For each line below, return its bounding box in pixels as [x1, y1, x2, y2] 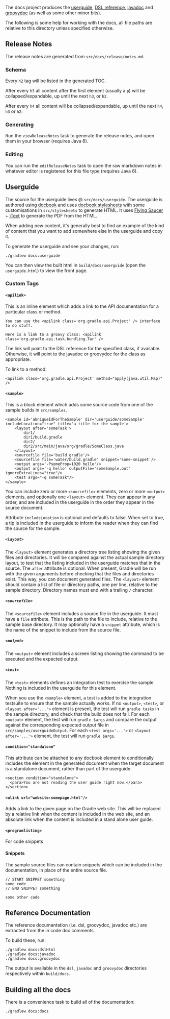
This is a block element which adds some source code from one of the [5, 401, 153, 407]
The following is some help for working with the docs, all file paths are [5, 20, 153, 26]
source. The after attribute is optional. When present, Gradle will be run [5, 565, 156, 571]
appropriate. [5, 356, 32, 362]
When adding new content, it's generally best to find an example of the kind [5, 222, 164, 229]
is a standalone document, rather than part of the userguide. [5, 765, 132, 771]
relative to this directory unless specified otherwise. [5, 25, 114, 31]
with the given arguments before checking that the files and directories [5, 570, 154, 576]
